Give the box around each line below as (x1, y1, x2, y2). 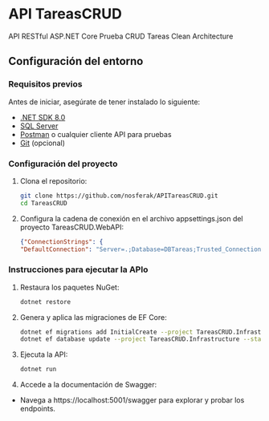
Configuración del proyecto (8, 158, 118, 169)
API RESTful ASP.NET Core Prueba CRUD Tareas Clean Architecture (8, 31, 234, 41)
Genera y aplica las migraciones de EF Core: (19, 312, 167, 322)
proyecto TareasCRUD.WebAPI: (19, 222, 124, 232)
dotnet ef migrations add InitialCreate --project (19, 328, 194, 336)
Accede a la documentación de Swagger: (19, 380, 157, 390)
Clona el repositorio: (19, 176, 88, 185)
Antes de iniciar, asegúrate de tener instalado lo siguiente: (8, 97, 201, 107)
